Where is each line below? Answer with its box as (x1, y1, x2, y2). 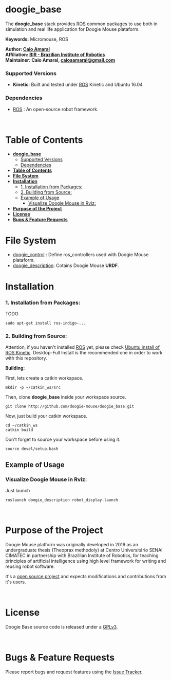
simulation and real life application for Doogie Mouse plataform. (5, 26, 140, 32)
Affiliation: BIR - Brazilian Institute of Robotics (5, 51, 105, 58)
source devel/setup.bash (5, 446, 59, 452)
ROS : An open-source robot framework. (12, 106, 99, 112)
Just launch (5, 487, 30, 493)
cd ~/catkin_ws (5, 423, 38, 428)
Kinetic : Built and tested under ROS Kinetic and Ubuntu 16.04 (12, 81, 143, 88)
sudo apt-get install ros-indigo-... (5, 320, 86, 326)
